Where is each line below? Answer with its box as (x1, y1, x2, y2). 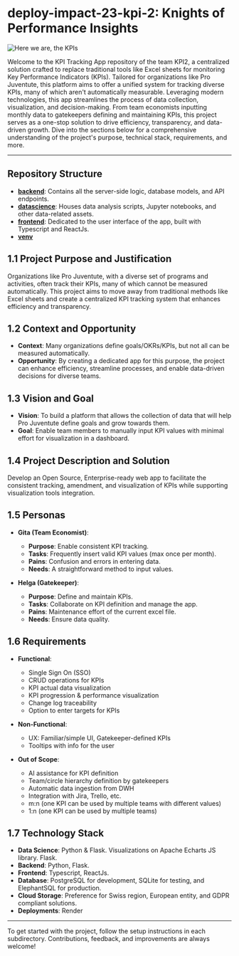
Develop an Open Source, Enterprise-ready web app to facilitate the (7, 473, 207, 482)
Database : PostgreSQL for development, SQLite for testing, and (17, 876, 205, 885)
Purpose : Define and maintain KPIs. (28, 592, 134, 601)
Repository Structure (7, 168, 103, 180)
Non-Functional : (17, 720, 68, 728)
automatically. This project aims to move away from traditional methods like (7, 287, 228, 295)
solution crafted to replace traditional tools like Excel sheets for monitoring (7, 65, 225, 73)
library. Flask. (17, 853, 58, 862)
